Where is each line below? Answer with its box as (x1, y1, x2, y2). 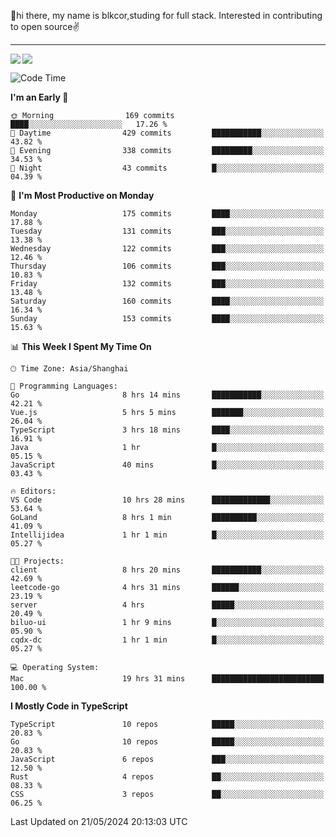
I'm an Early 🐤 (10, 91, 69, 103)
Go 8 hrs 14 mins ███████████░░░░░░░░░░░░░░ (10, 390, 325, 400)
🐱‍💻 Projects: (10, 556, 65, 566)
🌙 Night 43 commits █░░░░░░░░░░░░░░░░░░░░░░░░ (10, 163, 325, 173)
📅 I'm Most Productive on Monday (10, 190, 155, 201)
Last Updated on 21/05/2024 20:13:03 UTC (10, 816, 188, 827)
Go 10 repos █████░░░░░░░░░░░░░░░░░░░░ (10, 737, 325, 747)
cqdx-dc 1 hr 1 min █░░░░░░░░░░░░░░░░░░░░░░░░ (10, 635, 325, 645)
